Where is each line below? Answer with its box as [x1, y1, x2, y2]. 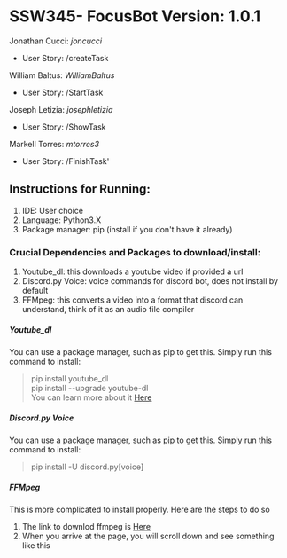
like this [21, 539, 50, 551]
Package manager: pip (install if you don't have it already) [21, 224, 233, 234]
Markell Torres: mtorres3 [9, 138, 100, 149]
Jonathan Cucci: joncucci [9, 35, 103, 46]
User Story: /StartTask [21, 87, 104, 98]
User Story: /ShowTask [21, 122, 106, 132]
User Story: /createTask [21, 52, 109, 63]
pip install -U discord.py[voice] [30, 461, 144, 472]
